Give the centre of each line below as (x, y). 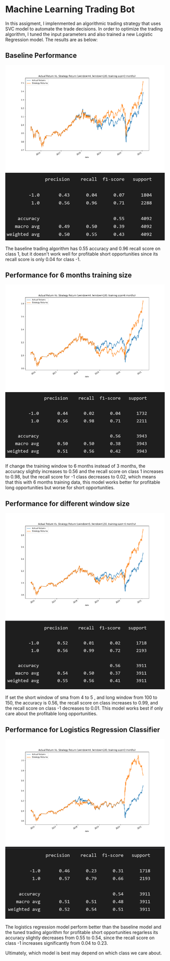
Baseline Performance (41, 56)
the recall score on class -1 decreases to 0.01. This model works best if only (84, 708)
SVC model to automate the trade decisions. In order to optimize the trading (84, 28)
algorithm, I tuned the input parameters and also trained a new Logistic (79, 34)
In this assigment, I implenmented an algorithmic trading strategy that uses (83, 23)
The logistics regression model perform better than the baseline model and (83, 927)
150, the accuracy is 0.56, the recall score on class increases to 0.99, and (82, 703)
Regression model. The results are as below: (51, 40)
